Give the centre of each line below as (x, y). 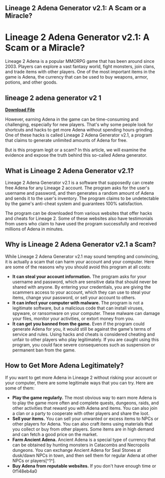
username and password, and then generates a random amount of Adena (80, 193)
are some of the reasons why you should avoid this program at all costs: (78, 267)
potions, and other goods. (31, 82)
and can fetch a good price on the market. (55, 434)
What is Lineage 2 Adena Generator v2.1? (69, 171)
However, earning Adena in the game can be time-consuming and (72, 119)
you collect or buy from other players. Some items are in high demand (83, 429)
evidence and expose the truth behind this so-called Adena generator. (76, 155)
